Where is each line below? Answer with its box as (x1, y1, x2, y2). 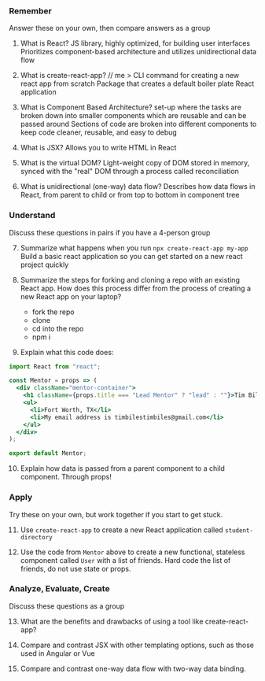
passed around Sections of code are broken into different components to (20, 120, 257, 129)
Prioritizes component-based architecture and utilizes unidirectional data (20, 47, 257, 57)
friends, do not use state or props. (20, 564, 132, 573)
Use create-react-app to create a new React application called (20, 525, 223, 535)
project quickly (20, 260, 69, 269)
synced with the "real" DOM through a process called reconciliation (20, 167, 239, 176)
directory (20, 533, 53, 541)
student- (224, 526, 254, 535)
